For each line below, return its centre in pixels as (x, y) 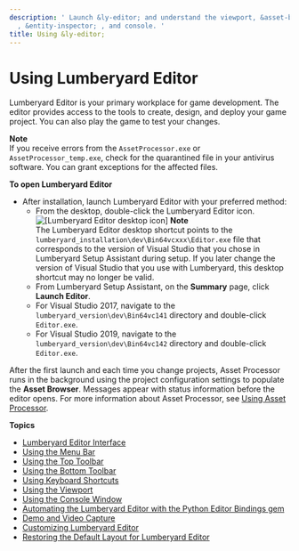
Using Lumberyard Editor (104, 78)
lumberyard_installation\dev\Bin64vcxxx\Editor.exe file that (148, 239)
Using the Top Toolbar (63, 462)
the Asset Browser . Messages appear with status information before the (142, 389)
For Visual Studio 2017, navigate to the (105, 306)
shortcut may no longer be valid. (95, 278)
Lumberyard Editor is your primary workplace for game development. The (144, 102)
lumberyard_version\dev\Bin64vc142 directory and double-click (151, 344)
